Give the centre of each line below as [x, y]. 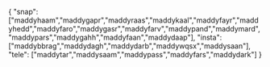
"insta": [210, 37]
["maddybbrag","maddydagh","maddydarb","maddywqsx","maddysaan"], [130, 46]
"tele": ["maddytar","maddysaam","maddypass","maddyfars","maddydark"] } [135, 54]
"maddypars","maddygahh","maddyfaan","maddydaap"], [102, 37]
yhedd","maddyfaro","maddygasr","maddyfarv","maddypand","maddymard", [134, 29]
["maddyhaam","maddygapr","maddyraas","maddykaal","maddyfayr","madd [134, 20]
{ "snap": [23, 12]
